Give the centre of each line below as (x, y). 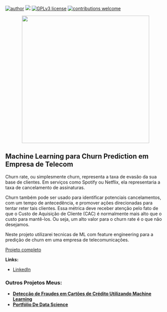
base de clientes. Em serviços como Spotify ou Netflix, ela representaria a (83, 182)
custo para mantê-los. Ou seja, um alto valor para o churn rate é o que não (83, 219)
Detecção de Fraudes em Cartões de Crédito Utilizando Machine (82, 294)
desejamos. (17, 224)
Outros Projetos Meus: (34, 282)
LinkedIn (22, 269)
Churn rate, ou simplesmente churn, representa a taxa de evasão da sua (81, 176)
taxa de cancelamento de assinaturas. (45, 187)
